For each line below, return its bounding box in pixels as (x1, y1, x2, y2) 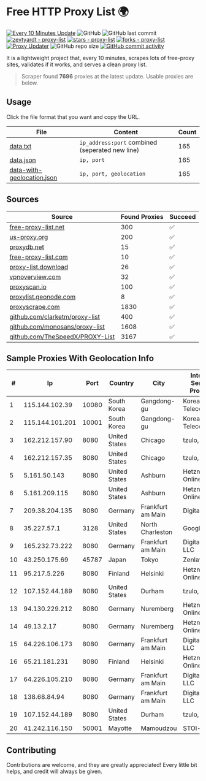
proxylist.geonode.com (9, 292, 76, 301)
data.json (9, 156, 36, 164)
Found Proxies (120, 212, 164, 221)
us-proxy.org (9, 232, 48, 241)
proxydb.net (9, 243, 45, 251)
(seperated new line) (79, 145, 140, 154)
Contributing (6, 745, 56, 755)
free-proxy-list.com (9, 253, 69, 261)
